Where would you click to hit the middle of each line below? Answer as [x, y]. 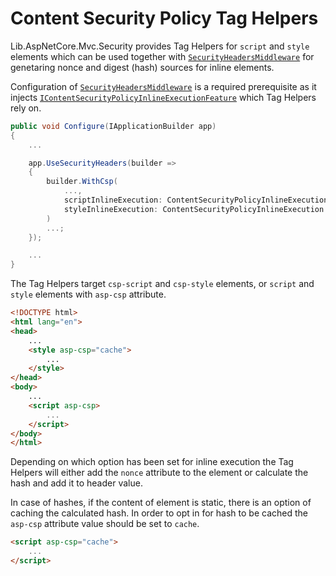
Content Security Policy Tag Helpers [164, 18]
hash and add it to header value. [76, 483]
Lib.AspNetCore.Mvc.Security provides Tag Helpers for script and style [160, 46]
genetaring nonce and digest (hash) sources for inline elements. [142, 67]
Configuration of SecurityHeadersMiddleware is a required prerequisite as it [163, 86]
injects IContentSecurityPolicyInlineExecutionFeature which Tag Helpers [163, 97]
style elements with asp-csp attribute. [88, 294]
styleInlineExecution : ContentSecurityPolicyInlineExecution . [196, 209]
